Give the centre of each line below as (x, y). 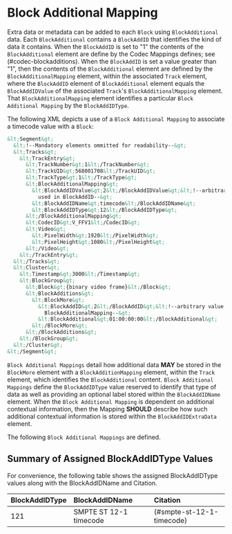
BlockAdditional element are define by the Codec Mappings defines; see (111, 54)
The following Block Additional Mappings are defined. (84, 437)
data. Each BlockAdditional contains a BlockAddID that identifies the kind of (115, 39)
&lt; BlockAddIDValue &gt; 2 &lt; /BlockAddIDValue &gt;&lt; (113, 190)
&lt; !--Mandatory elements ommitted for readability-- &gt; (100, 145)
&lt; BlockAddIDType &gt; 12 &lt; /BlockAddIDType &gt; (105, 210)
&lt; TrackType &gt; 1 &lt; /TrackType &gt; (81, 178)
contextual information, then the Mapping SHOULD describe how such (107, 409)
